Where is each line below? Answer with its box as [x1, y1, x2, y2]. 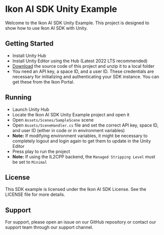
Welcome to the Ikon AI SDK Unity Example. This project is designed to [5, 20, 150, 26]
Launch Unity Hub [12, 106, 49, 112]
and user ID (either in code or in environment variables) [12, 127, 125, 133]
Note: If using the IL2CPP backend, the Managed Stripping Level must [12, 153, 156, 159]
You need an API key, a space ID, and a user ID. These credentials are [12, 68, 154, 74]
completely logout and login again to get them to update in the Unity [12, 138, 151, 144]
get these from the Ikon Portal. [12, 79, 75, 85]
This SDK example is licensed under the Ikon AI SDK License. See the [5, 187, 147, 192]
